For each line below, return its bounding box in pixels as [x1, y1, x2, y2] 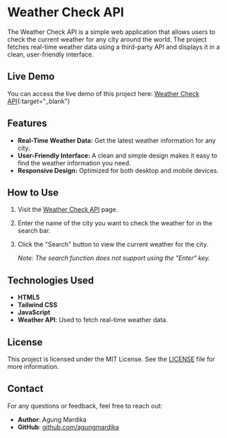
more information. [7, 362, 59, 371]
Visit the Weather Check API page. [17, 206, 118, 214]
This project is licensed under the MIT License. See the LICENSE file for [7, 355, 216, 363]
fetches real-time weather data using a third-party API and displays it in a [7, 42, 221, 51]
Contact [7, 383, 44, 395]
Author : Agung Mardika [17, 415, 87, 424]
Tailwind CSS [17, 301, 58, 309]
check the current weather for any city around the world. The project [7, 35, 207, 43]
